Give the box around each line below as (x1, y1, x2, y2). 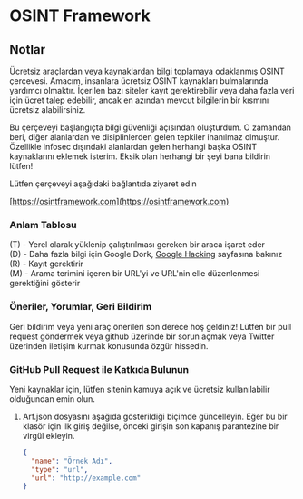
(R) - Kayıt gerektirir (9, 258, 84, 269)
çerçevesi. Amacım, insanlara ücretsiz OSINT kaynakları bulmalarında (9, 75, 269, 86)
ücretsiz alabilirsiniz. (9, 105, 86, 115)
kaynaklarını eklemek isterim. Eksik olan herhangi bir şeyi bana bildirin (9, 151, 270, 162)
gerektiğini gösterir (9, 278, 81, 289)
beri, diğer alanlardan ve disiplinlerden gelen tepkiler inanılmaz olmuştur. (9, 132, 280, 142)
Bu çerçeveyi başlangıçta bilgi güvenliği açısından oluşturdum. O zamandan (9, 122, 292, 133)
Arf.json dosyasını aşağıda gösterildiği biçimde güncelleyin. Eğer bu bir (22, 411, 288, 422)
